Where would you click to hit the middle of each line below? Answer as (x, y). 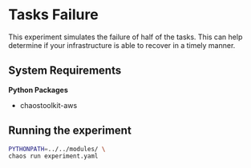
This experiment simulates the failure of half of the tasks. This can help (125, 37)
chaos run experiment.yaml (53, 156)
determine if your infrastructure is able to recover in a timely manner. (122, 45)
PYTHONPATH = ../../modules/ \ (57, 149)
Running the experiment (70, 131)
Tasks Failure (53, 15)
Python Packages (38, 90)
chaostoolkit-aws (49, 105)
